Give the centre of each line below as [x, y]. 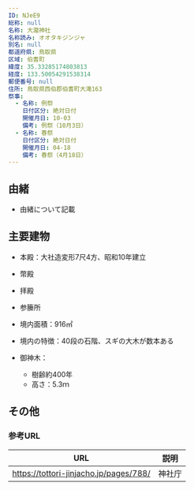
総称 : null [25, 23]
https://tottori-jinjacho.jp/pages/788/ [82, 473]
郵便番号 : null [31, 81]
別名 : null [25, 45]
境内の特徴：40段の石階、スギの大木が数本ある [97, 341]
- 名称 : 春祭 [34, 133]
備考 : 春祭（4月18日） [55, 155]
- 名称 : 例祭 [34, 103]
